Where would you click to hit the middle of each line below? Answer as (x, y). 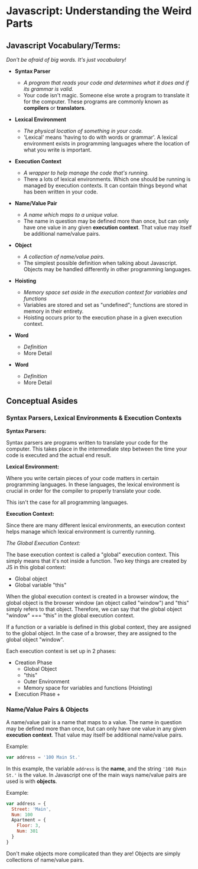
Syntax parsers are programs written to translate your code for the (87, 442)
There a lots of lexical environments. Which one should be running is (107, 179)
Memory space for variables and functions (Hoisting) (88, 687)
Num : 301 (27, 831)
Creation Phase (33, 662)
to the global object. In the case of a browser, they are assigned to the (91, 633)
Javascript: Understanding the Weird (99, 11)
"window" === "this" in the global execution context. (70, 615)
